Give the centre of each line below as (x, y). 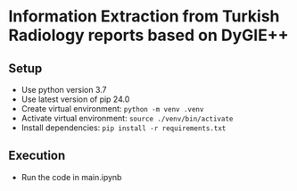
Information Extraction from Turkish (144, 17)
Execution (37, 156)
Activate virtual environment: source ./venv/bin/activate (127, 118)
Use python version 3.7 (64, 90)
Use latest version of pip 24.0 (75, 99)
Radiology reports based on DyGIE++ (148, 35)
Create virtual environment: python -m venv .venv (112, 108)
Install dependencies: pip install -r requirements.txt (124, 128)
